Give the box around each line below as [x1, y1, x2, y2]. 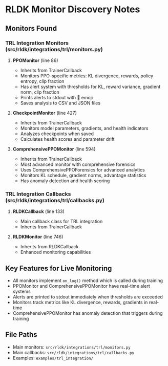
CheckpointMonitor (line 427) [12, 110, 77, 116]
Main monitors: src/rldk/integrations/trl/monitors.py [12, 344, 131, 350]
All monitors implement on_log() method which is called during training [12, 277, 163, 284]
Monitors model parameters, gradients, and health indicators [20, 125, 149, 131]
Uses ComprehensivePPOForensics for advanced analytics [20, 166, 145, 173]
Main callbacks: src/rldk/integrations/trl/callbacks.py [12, 349, 135, 355]
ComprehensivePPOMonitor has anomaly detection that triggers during [12, 310, 163, 316]
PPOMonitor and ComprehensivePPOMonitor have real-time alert [12, 283, 150, 289]
